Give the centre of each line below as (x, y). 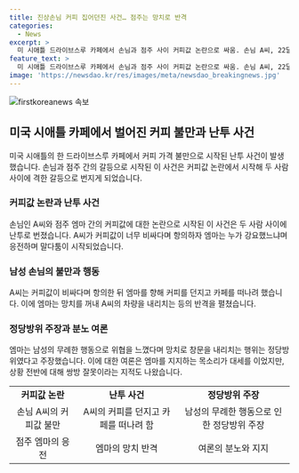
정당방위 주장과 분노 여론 (59, 329)
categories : (31, 26)
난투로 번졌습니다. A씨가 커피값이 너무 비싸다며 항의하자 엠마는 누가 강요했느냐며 (148, 235)
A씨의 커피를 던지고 (121, 412)
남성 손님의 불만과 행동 (55, 271)
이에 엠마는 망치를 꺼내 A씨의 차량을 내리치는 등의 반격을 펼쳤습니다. (138, 304)
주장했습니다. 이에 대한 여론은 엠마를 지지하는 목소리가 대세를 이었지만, (162, 361)
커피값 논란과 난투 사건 (55, 203)
